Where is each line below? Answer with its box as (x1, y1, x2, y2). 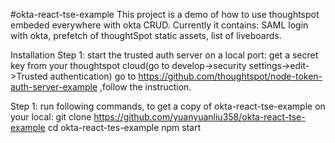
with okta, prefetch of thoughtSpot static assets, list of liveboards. (10, 30, 282, 41)
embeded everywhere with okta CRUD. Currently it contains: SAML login (10, 19, 309, 31)
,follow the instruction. (99, 81, 192, 93)
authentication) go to (49, 70, 137, 82)
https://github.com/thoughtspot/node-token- (138, 70, 323, 82)
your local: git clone (10, 111, 92, 123)
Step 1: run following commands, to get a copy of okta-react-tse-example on (10, 100, 326, 112)
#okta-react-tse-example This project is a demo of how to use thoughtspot (10, 9, 320, 20)
